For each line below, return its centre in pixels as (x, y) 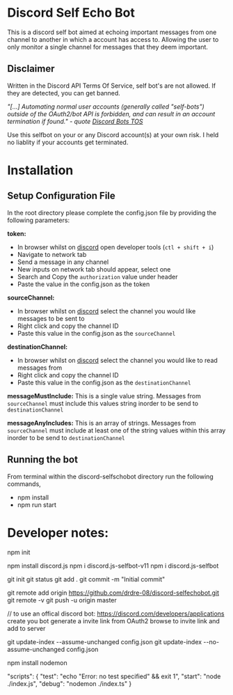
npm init (19, 552)
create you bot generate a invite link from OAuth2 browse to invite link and (114, 620)
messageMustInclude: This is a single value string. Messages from (104, 396)
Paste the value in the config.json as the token (83, 284)
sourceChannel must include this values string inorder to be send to (103, 403)
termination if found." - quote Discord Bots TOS (75, 121)
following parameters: (39, 220)
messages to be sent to (51, 318)
